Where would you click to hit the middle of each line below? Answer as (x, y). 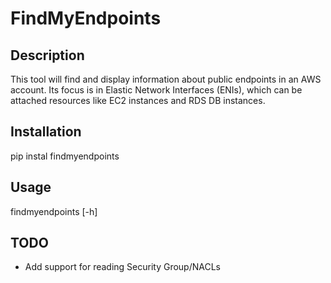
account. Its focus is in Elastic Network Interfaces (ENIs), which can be (156, 90)
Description (47, 55)
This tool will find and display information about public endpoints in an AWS (166, 79)
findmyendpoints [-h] (54, 211)
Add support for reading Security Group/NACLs (122, 267)
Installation (46, 132)
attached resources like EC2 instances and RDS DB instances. (138, 100)
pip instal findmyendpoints (65, 156)
